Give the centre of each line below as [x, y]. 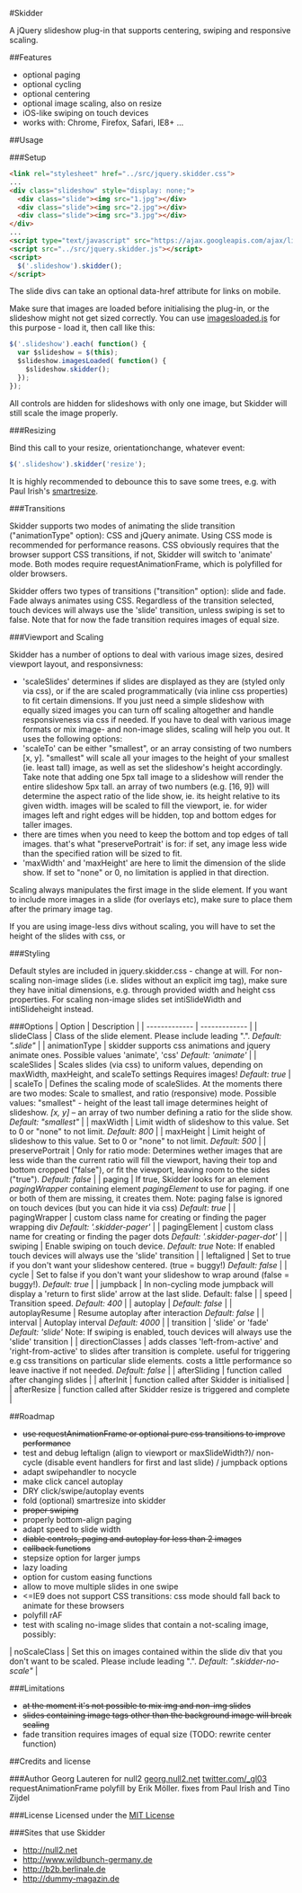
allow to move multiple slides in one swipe [100, 1586]
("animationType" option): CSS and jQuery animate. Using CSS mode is [141, 535]
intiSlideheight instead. [52, 1009]
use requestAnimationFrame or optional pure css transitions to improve [154, 1434]
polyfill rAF [42, 1615]
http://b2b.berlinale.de [64, 1869]
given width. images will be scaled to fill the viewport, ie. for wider [145, 805]
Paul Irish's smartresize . [54, 491]
